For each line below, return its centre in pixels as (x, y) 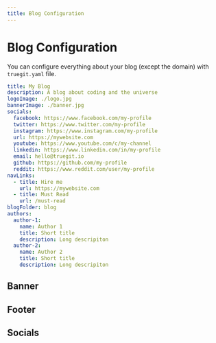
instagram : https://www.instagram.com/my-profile (85, 131)
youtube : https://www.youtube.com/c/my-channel (83, 144)
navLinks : (21, 176)
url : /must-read (43, 201)
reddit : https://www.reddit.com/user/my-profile (84, 169)
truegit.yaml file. (32, 73)
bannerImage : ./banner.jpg (46, 106)
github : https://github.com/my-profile (70, 163)
